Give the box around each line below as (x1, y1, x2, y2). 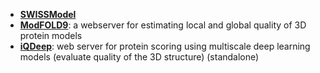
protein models (19, 30, 83, 41)
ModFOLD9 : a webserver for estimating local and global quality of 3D (19, 19, 307, 31)
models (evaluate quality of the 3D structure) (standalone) (19, 51, 260, 63)
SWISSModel (19, 9, 77, 20)
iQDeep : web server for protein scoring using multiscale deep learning (19, 40, 311, 52)
